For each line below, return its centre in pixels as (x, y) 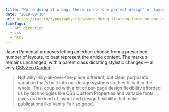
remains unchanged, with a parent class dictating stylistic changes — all (80, 62)
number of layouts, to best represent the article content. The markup (76, 57)
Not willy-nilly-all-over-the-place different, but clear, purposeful (83, 77)
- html (17, 38)
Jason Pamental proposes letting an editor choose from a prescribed (76, 52)
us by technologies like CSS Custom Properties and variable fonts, (86, 93)
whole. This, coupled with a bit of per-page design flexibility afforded (89, 88)
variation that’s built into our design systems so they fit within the (85, 82)
